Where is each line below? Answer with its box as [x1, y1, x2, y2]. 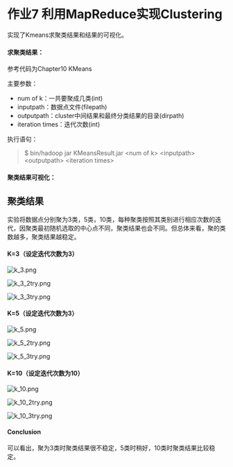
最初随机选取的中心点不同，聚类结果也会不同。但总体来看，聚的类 [37, 224, 226, 232]
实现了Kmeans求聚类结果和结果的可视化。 [7, 31, 128, 39]
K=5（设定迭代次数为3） [7, 309, 78, 318]
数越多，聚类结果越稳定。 [7, 232, 80, 240]
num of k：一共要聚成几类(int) [17, 95, 103, 103]
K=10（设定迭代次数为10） [7, 369, 85, 377]
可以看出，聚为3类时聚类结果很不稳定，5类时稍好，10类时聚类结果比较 [7, 444, 209, 452]
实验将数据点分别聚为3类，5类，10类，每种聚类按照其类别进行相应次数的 [7, 215, 216, 223]
